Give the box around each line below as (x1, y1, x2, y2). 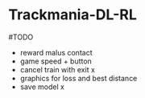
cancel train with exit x (19, 64, 95, 74)
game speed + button (19, 56, 93, 66)
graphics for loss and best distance (19, 73, 138, 83)
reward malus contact (19, 47, 93, 57)
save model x (19, 82, 64, 92)
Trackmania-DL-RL (8, 6, 137, 24)
